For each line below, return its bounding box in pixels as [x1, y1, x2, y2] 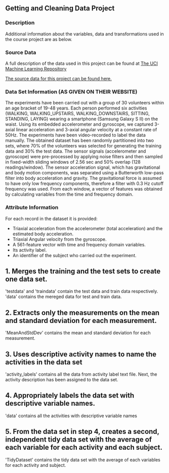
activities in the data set [5, 357, 82, 367]
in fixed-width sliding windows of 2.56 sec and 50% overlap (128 [5, 159, 141, 165]
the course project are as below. [5, 36, 72, 42]
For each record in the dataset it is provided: [5, 215, 98, 222]
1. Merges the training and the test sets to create [5, 267, 161, 275]
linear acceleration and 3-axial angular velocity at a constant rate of [16, 127, 157, 133]
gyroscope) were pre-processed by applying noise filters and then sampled [5, 154, 163, 160]
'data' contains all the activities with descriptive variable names [5, 413, 138, 419]
